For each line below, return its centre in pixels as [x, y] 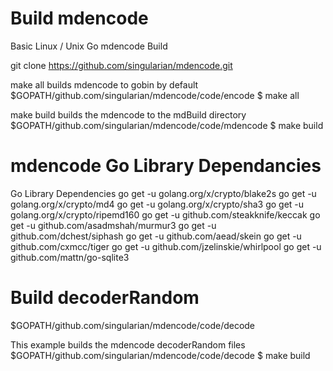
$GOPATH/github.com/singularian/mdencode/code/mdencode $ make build [167, 125]
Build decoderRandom [105, 298]
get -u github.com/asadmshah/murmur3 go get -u [113, 225]
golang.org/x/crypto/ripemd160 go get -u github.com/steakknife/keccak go [165, 214]
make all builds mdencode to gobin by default [104, 84]
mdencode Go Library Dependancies [166, 166]
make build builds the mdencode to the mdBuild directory [128, 114]
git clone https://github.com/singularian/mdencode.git [121, 65]
